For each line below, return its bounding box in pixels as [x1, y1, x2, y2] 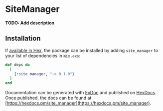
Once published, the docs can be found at [5, 95, 92, 101]
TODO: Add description [5, 20, 55, 26]
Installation [5, 34, 41, 43]
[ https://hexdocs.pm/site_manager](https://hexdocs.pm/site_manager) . [5, 100, 152, 106]
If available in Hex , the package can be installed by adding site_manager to [5, 47, 159, 53]
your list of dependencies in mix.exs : [5, 53, 81, 58]
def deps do [5, 62, 30, 67]
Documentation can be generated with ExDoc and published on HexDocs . [5, 90, 157, 96]
